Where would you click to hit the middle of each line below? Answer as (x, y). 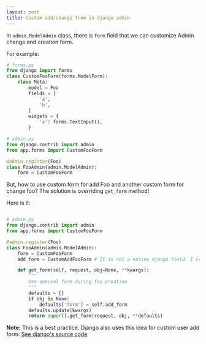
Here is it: (18, 203)
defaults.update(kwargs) (60, 310)
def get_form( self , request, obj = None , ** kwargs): (83, 270)
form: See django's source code (47, 334)
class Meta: (32, 82)
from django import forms (39, 71)
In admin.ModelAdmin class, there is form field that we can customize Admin (100, 35)
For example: (23, 53)
